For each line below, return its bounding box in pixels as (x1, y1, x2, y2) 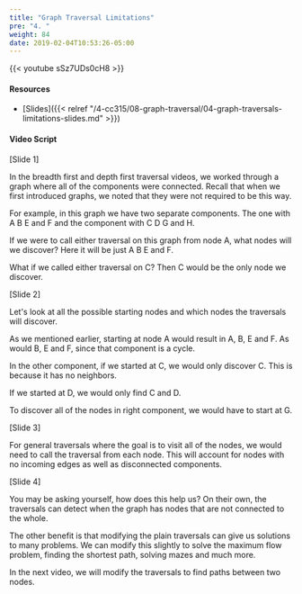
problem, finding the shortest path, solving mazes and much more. (9, 549, 256, 560)
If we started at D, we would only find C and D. (9, 387, 182, 398)
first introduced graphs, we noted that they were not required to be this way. (9, 190, 292, 201)
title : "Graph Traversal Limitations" (9, 13, 155, 22)
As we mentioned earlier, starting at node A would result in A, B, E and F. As (9, 333, 289, 344)
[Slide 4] (9, 476, 41, 487)
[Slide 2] (9, 289, 41, 300)
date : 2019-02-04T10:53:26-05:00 (9, 38, 135, 48)
